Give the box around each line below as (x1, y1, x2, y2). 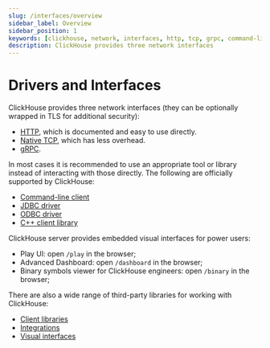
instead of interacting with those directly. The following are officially (8, 168, 233, 178)
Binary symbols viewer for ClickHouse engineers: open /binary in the (19, 266, 251, 276)
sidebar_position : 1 (8, 27, 78, 35)
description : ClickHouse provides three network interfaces (8, 42, 215, 50)
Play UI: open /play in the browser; (19, 249, 137, 259)
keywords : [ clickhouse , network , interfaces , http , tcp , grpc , (8, 34, 225, 43)
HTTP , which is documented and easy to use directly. (19, 127, 197, 137)
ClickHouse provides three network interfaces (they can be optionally (8, 103, 239, 113)
